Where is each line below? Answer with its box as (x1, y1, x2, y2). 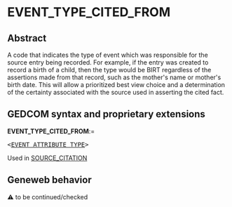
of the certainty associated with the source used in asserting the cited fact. (7, 88, 224, 96)
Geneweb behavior (7, 174, 93, 186)
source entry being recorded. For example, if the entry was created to (7, 58, 209, 67)
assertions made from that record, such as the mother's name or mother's (7, 73, 221, 81)
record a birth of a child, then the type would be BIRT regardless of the (7, 66, 212, 74)
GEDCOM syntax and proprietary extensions (7, 108, 205, 120)
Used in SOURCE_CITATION (7, 154, 88, 162)
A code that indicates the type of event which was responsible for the (7, 51, 208, 59)
